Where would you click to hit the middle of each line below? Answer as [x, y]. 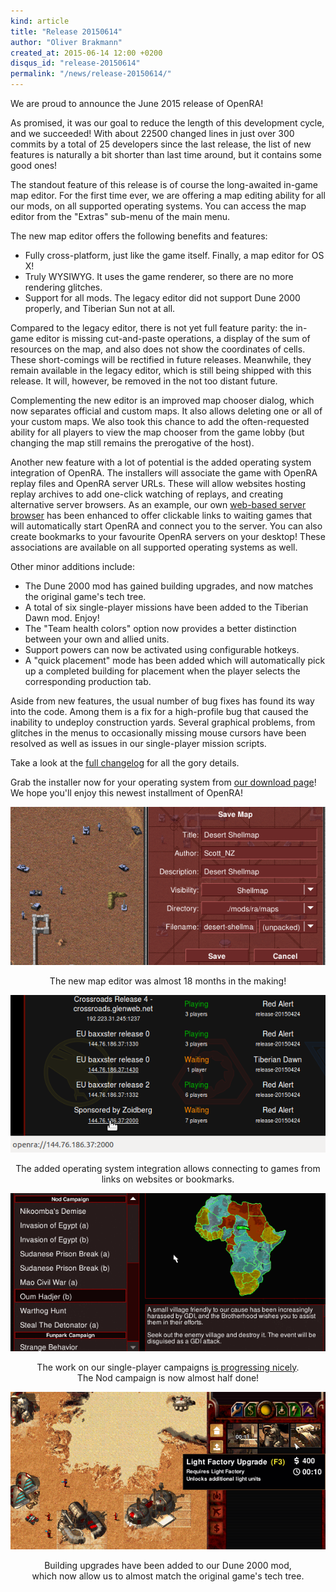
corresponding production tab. [88, 681]
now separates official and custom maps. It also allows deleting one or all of [166, 411]
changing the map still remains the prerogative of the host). [132, 443]
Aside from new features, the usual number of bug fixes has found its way [162, 701]
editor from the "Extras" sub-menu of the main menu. [120, 216]
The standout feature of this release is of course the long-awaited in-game [164, 184]
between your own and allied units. [97, 639]
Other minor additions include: [72, 566]
